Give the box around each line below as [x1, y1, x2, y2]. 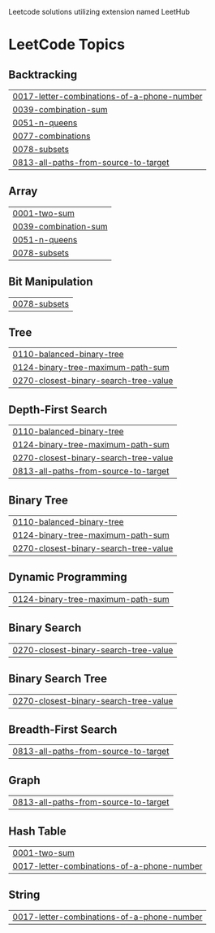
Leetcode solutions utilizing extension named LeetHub [8, 7, 191, 16]
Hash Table [8, 824, 67, 838]
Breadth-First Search [8, 722, 118, 736]
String [8, 888, 41, 902]
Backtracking [8, 68, 78, 81]
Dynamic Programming [8, 570, 127, 584]
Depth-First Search [8, 403, 108, 416]
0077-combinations [12, 130, 91, 142]
